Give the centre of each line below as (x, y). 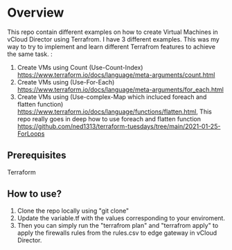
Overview (36, 13)
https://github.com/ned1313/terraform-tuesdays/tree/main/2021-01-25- (119, 126)
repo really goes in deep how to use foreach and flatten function (109, 118)
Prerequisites (37, 155)
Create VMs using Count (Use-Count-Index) (80, 67)
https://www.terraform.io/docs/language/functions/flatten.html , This (115, 111)
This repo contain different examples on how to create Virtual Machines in (113, 32)
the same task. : (30, 54)
